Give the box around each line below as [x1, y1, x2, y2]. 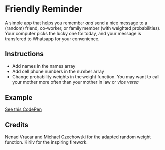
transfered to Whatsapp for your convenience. [5, 36, 100, 42]
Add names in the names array [12, 63, 76, 69]
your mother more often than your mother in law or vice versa [12, 79, 139, 85]
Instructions [5, 50, 44, 58]
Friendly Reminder [5, 3, 83, 15]
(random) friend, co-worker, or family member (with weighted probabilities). [5, 25, 161, 31]
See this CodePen [5, 106, 42, 112]
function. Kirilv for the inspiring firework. [5, 139, 88, 145]
